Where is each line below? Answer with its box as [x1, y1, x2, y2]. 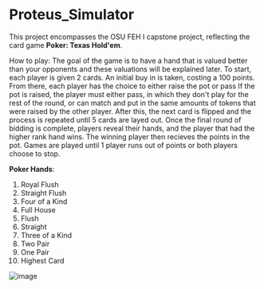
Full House [20, 205, 57, 214]
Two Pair [20, 239, 50, 248]
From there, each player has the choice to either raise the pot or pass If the [9, 81, 256, 91]
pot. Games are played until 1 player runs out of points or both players [9, 140, 238, 150]
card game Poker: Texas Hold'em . [9, 40, 123, 49]
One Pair [20, 247, 50, 256]
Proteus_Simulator [9, 6, 135, 24]
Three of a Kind [20, 230, 73, 240]
